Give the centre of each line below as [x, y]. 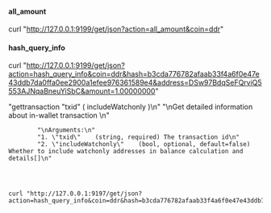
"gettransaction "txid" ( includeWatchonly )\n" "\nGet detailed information [131, 107]
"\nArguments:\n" [66, 130]
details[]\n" [30, 159]
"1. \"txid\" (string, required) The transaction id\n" [139, 137]
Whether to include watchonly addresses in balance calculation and [126, 152]
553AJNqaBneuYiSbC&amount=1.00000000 [82, 91]
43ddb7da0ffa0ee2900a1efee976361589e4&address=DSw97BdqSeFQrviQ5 [135, 83]
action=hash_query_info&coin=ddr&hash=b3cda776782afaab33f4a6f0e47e [134, 74]
